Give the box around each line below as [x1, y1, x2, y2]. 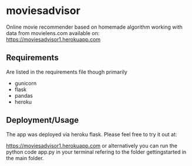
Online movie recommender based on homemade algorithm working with [6, 23, 183, 30]
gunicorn [14, 79, 37, 87]
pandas [14, 92, 33, 99]
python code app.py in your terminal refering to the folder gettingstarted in [6, 148, 187, 155]
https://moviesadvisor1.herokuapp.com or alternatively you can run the [6, 142, 178, 149]
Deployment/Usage [6, 115, 79, 125]
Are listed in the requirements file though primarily [6, 68, 127, 75]
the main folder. [6, 154, 44, 161]
